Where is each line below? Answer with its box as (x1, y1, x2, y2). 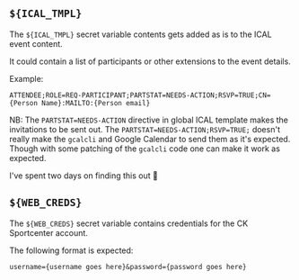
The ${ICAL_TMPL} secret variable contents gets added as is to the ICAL (9, 29, 272, 40)
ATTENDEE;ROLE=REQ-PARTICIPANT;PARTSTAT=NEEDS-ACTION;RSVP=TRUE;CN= (9, 90, 271, 100)
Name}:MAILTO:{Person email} (41, 98, 151, 107)
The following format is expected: (9, 245, 134, 256)
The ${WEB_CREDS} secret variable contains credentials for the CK (9, 218, 249, 229)
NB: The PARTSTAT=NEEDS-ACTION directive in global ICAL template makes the (9, 114, 289, 125)
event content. (9, 38, 63, 49)
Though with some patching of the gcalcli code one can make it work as (9, 143, 281, 154)
